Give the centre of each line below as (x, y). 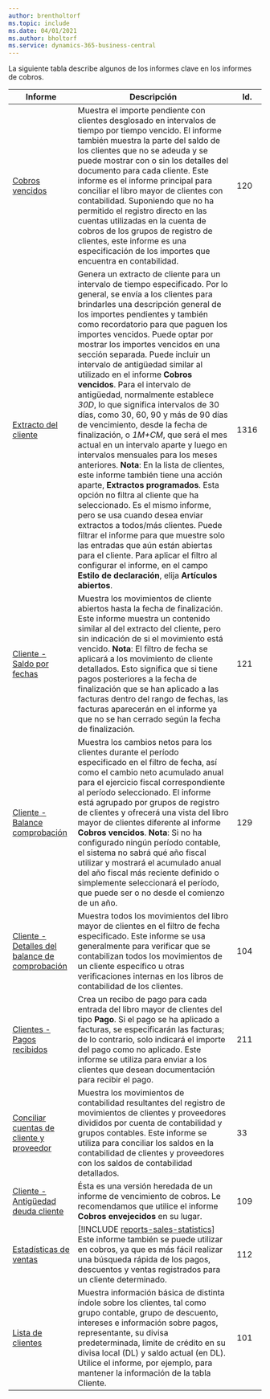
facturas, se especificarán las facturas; (151, 1029)
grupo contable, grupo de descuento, (148, 1313)
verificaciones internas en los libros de (150, 976)
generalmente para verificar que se (144, 947)
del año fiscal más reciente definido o (148, 873)
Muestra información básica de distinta (151, 1293)
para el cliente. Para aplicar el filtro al (147, 555)
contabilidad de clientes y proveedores (151, 1153)
